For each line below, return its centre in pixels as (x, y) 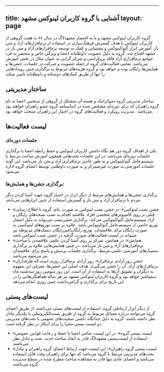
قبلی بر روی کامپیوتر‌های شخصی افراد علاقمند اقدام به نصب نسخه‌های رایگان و (83, 214)
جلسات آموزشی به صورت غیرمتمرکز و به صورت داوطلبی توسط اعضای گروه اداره (80, 166)
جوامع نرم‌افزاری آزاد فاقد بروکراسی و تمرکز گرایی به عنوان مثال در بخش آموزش (79, 58)
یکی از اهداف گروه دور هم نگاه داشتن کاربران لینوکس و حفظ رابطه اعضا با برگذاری (81, 151)
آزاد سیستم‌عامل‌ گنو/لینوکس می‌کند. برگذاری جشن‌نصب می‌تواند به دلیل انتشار (83, 220)
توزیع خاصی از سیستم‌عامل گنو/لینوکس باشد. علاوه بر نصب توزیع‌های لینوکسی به (85, 224)
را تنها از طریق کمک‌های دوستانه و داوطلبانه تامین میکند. (56, 74)
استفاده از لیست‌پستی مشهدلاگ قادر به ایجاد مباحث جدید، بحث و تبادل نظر (80, 338)
